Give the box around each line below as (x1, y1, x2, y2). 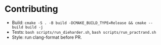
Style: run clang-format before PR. (11, 34, 82, 40)
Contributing (4, 3, 58, 15)
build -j (25, 24, 43, 30)
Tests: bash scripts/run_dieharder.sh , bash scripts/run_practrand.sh (11, 29, 157, 35)
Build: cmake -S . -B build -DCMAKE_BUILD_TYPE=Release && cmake (11, 20, 147, 25)
